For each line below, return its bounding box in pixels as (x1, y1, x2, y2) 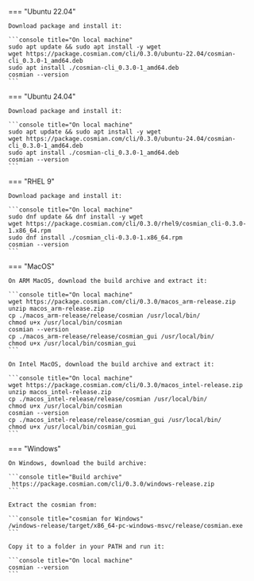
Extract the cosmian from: (8, 501, 98, 509)
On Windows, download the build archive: (8, 459, 148, 467)
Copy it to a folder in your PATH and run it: (8, 543, 165, 551)
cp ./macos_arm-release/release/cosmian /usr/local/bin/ (8, 312, 201, 320)
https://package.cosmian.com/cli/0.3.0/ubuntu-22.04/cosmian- (25, 50, 237, 58)
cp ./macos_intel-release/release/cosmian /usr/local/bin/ (8, 395, 208, 403)
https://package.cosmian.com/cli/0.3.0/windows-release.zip (11, 480, 215, 488)
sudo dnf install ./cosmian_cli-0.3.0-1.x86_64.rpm (8, 234, 183, 242)
